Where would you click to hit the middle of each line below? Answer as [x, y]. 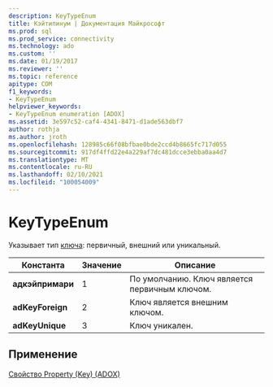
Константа [43, 265]
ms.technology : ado [41, 46]
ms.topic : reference [43, 76]
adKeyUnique [39, 325]
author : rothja [34, 129]
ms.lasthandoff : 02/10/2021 [56, 175]
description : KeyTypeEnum [52, 16]
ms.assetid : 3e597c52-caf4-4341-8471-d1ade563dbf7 [96, 122]
